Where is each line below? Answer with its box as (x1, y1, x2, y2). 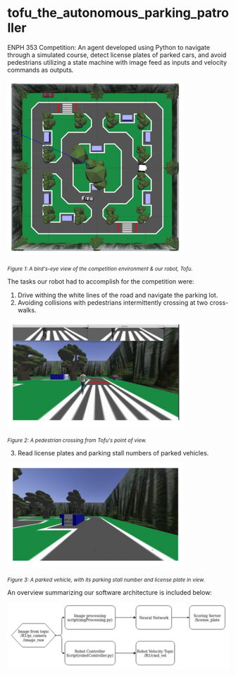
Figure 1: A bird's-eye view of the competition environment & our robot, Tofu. (7, 265, 193, 272)
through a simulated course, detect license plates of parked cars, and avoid (7, 51, 227, 59)
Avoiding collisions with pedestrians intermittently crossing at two (17, 298, 209, 307)
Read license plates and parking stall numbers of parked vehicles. (17, 449, 209, 458)
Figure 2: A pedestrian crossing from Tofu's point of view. (7, 436, 147, 444)
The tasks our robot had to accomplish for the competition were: (7, 277, 194, 286)
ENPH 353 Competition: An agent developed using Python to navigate (7, 43, 210, 51)
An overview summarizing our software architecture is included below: (7, 588, 213, 597)
